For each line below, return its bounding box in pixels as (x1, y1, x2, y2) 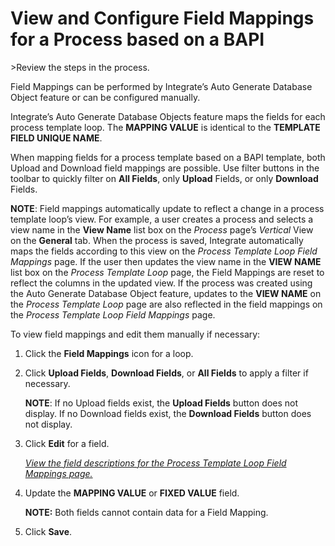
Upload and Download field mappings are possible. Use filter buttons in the (10, 162, 320, 174)
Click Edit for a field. (24, 437, 110, 449)
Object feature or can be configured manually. (10, 91, 201, 103)
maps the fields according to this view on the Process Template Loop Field (10, 245, 318, 257)
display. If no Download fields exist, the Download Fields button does (24, 407, 312, 419)
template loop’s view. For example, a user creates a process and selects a (10, 213, 314, 225)
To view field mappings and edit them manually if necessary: (10, 328, 261, 340)
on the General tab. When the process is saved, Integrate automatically (10, 234, 304, 246)
